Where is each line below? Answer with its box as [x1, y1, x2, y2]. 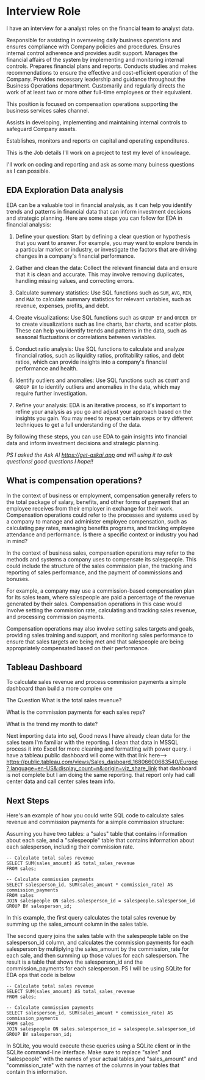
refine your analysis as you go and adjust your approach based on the [15, 408, 192, 415]
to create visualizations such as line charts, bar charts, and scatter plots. [15, 320, 198, 328]
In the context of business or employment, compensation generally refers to [6, 492, 197, 499]
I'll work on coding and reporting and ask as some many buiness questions [6, 160, 195, 168]
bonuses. [6, 575, 30, 582]
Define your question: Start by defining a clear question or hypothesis [15, 233, 191, 240]
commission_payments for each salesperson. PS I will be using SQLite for [6, 965, 191, 972]
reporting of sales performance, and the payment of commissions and [6, 568, 183, 576]
